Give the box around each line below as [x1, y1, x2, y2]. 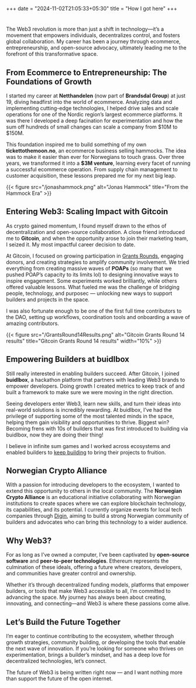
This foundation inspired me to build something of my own [6, 141, 147, 148]
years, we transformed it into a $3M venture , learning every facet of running [6, 160, 191, 167]
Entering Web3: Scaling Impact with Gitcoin [6, 206, 169, 216]
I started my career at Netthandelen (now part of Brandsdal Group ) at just [6, 92, 186, 99]
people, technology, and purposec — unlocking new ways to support [6, 290, 173, 297]
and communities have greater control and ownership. [6, 570, 136, 577]
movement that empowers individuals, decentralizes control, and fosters [6, 32, 180, 39]
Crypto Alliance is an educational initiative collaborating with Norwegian [6, 494, 181, 501]
